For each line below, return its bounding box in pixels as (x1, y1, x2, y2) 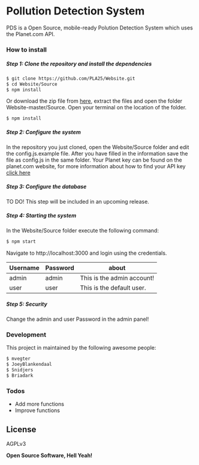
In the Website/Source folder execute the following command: (6, 227, 159, 234)
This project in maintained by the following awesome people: (6, 344, 156, 351)
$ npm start (6, 239, 36, 245)
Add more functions (14, 401, 65, 408)
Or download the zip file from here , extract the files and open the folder (6, 97, 183, 105)
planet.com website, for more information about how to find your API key (6, 163, 186, 170)
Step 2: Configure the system (6, 128, 81, 136)
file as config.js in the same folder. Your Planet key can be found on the (6, 156, 182, 163)
